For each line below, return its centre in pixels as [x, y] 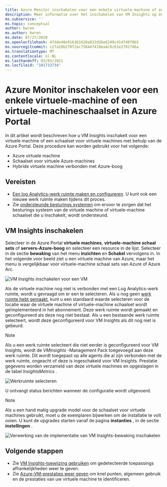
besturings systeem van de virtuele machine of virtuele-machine [79, 210]
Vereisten [20, 182]
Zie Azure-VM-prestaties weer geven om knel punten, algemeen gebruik [86, 474]
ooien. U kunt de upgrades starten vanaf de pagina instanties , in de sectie [82, 420]
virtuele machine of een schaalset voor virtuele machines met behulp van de [83, 141]
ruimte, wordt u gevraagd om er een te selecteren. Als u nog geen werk [78, 294]
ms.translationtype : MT [30, 51]
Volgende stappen [34, 451]
